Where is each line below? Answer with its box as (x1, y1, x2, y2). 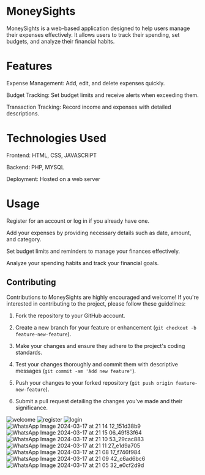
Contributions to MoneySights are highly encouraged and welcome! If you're (6, 293, 199, 301)
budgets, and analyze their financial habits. (6, 37, 115, 45)
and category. (6, 235, 42, 243)
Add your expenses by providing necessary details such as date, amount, (6, 229, 192, 236)
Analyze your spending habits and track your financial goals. (6, 259, 159, 266)
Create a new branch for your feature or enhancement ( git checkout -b (15, 323, 197, 331)
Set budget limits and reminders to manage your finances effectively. (6, 247, 181, 255)
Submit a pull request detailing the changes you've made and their (15, 397, 183, 404)
